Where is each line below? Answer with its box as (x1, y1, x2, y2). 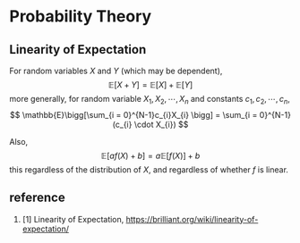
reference (9, 190, 65, 205)
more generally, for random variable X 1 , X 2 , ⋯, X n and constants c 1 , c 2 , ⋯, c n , (9, 94, 291, 106)
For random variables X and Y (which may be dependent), (9, 65, 223, 76)
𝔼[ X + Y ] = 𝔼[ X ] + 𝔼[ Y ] (107, 80, 193, 90)
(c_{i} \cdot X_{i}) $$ (112, 119, 189, 130)
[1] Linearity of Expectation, (21, 214, 124, 224)
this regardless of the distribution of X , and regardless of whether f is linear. (9, 163, 289, 175)
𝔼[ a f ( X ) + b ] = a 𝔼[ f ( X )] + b (100, 150, 201, 161)
